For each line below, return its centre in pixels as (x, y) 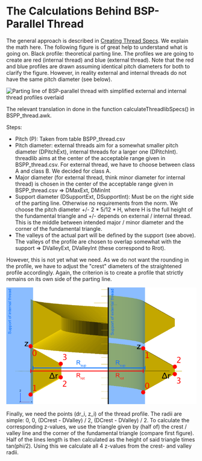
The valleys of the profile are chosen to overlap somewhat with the (98, 241)
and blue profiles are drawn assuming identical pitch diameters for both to (98, 66)
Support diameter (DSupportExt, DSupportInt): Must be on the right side (104, 196)
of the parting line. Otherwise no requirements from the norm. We (96, 203)
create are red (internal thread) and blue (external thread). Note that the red (100, 60)
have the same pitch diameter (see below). (59, 79)
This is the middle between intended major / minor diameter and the (99, 222)
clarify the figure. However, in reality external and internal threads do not (96, 73)
